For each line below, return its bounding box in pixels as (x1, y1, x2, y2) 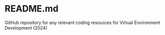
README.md (4, 3, 59, 14)
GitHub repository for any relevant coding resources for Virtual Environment (4, 19, 161, 25)
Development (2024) (4, 24, 48, 30)
